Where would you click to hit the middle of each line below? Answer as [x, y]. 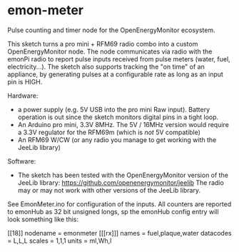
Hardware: [23, 96]
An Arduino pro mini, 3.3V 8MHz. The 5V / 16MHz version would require [123, 124]
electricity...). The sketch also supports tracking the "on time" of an [106, 66]
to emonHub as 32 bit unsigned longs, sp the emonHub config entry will [113, 211]
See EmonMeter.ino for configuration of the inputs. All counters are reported [119, 204]
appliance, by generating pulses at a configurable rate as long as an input [115, 74]
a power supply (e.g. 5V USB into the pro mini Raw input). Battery [114, 109]
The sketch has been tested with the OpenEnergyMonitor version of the [123, 175]
